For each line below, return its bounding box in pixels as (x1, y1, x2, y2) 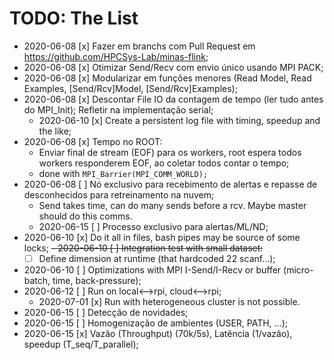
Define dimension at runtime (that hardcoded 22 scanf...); (38, 252, 276, 264)
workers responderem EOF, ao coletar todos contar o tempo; (38, 157, 290, 169)
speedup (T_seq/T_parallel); (23, 338, 139, 350)
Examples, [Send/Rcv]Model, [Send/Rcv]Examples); (23, 82, 238, 94)
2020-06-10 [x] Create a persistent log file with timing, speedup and (38, 114, 321, 126)
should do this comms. (38, 210, 133, 222)
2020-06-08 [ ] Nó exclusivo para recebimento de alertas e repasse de (23, 178, 318, 190)
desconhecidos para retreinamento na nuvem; (23, 188, 215, 201)
